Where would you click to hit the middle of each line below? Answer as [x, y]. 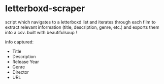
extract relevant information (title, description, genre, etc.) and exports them [82, 27]
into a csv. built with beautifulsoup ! [41, 32]
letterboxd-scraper [45, 9]
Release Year [26, 62]
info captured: [19, 42]
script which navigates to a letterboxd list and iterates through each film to [81, 22]
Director [20, 72]
